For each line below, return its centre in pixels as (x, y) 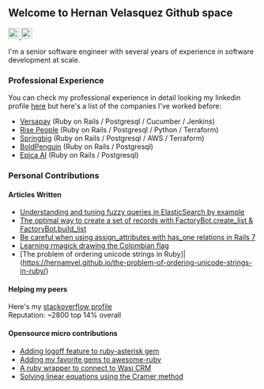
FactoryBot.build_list (53, 229)
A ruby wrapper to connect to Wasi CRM (85, 368)
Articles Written (35, 194)
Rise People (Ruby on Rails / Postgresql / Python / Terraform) (119, 130)
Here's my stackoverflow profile (60, 307)
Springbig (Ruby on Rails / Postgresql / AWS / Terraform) (112, 139)
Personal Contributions (54, 176)
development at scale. (44, 59)
